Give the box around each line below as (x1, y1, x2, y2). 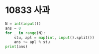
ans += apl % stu (14, 40, 50, 45)
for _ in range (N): (5, 30, 46, 35)
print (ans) (5, 44, 28, 50)
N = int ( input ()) (5, 21, 41, 26)
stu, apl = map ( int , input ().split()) (14, 35, 95, 40)
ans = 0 (5, 26, 21, 31)
